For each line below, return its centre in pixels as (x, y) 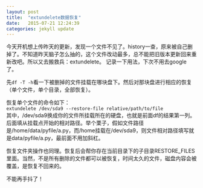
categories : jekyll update (40, 29)
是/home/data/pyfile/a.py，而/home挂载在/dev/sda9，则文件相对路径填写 (98, 131)
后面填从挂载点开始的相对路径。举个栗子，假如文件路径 (75, 123)
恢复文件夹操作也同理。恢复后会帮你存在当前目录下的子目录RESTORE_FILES (101, 151)
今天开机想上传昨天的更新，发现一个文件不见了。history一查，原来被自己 (97, 47)
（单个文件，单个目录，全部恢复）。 (50, 90)
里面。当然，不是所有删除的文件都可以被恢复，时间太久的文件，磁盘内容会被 (101, 158)
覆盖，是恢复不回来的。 (35, 166)
